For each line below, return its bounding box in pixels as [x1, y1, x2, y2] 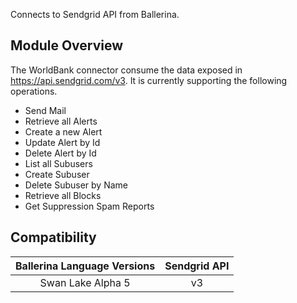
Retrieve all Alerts [24, 115, 98, 127]
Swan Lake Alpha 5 [39, 275, 131, 289]
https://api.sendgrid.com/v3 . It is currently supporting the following [10, 74, 288, 86]
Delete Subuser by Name [24, 179, 128, 191]
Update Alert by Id [24, 136, 101, 148]
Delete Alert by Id [24, 147, 97, 159]
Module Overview [10, 37, 124, 54]
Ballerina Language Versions [15, 259, 156, 273]
